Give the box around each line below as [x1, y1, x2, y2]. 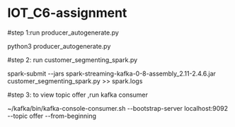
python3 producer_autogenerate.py [7, 42, 111, 50]
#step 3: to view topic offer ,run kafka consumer [7, 90, 149, 99]
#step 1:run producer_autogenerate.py [7, 28, 119, 37]
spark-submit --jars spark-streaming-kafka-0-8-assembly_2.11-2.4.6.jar [7, 69, 216, 78]
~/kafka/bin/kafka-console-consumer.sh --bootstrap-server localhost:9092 [7, 104, 229, 112]
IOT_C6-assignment [7, 5, 127, 21]
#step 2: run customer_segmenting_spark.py [7, 55, 138, 64]
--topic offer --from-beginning [7, 111, 97, 120]
